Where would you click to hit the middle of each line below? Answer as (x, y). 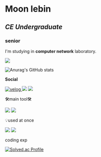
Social (11, 79)
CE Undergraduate (34, 27)
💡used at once (20, 120)
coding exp (16, 140)
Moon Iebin (28, 9)
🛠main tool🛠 (18, 99)
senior (13, 41)
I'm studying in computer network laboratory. (51, 51)
